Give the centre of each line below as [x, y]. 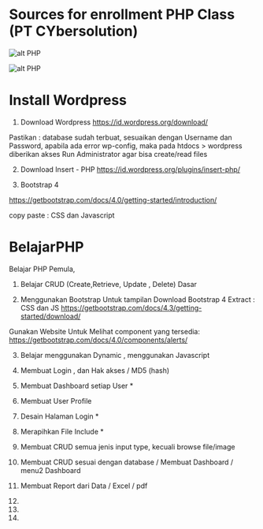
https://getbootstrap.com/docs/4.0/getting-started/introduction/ [113, 199]
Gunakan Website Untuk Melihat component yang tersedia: [104, 331]
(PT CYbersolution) [74, 31]
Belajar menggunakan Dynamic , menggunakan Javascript [115, 355]
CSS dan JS [40, 307]
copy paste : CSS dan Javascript [62, 215]
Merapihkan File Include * [62, 431]
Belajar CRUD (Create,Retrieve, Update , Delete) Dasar [109, 284]
